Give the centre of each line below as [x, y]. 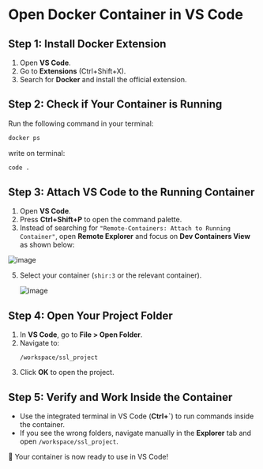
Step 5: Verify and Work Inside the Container [120, 397]
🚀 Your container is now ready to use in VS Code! [88, 457]
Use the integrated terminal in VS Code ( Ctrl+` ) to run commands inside [137, 416]
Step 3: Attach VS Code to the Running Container [131, 192]
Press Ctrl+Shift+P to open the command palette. [101, 220]
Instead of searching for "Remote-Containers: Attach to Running [125, 228]
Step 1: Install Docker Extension [87, 44]
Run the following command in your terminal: [81, 123]
